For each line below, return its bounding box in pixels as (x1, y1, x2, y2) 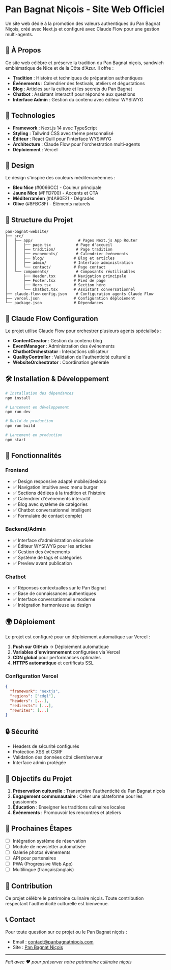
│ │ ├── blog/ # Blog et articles (5, 256, 115, 261)
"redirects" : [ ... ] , (10, 703, 53, 708)
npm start (5, 437, 26, 442)
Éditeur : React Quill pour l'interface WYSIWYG (12, 136, 112, 142)
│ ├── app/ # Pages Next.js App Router (5, 238, 138, 243)
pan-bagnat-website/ (5, 229, 49, 234)
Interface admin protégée (12, 760, 66, 766)
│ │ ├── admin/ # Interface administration (5, 260, 133, 265)
